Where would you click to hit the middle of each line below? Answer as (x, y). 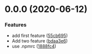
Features (16, 25)
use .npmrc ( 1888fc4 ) (34, 46)
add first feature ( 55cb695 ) (40, 35)
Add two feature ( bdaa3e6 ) (40, 41)
